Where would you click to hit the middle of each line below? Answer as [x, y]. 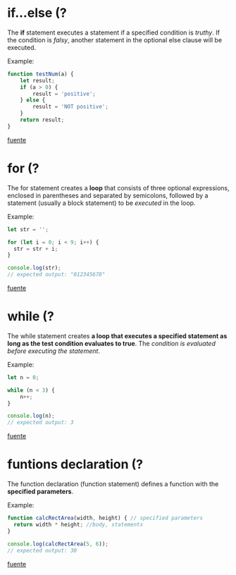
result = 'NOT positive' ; [71, 107]
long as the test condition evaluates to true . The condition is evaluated [112, 343]
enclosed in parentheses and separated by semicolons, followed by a [108, 195]
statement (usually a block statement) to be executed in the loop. [101, 203]
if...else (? [37, 13]
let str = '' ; [28, 229]
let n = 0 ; [23, 377]
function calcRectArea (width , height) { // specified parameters [105, 518]
